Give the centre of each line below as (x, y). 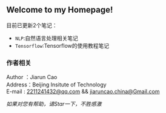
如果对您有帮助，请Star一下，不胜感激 (54, 104)
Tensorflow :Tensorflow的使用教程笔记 (62, 45)
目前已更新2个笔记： (32, 25)
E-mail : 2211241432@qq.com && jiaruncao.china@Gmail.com (83, 92)
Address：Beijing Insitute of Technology (57, 85)
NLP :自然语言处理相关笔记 (47, 38)
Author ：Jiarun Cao (32, 77)
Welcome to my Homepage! (60, 10)
